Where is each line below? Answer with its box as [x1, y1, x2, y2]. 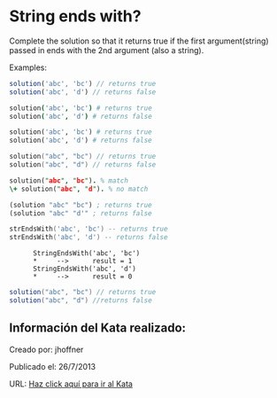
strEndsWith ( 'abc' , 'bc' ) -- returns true [9, 224, 168, 234]
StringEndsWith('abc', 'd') [32, 264, 137, 274]
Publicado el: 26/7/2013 [9, 361, 96, 371]
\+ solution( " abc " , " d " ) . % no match [9, 184, 149, 193]
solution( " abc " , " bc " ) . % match [9, 176, 128, 185]
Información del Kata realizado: [9, 321, 187, 336]
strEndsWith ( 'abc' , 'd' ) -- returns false [9, 233, 168, 242]
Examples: [9, 62, 47, 73]
